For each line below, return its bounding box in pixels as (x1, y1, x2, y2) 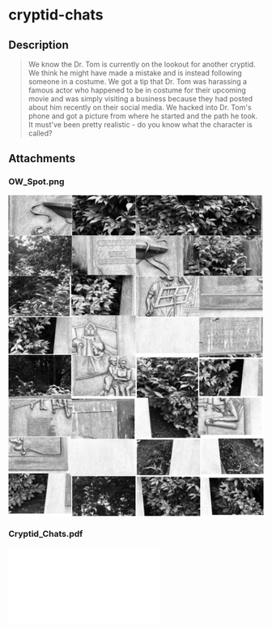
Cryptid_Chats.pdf (8, 529, 83, 540)
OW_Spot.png (8, 176, 65, 187)
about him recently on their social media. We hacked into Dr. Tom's (28, 103, 253, 112)
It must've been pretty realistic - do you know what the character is (28, 120, 253, 129)
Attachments (8, 152, 76, 165)
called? (28, 128, 53, 138)
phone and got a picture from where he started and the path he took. (28, 111, 258, 121)
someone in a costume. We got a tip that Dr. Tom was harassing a (28, 77, 248, 86)
